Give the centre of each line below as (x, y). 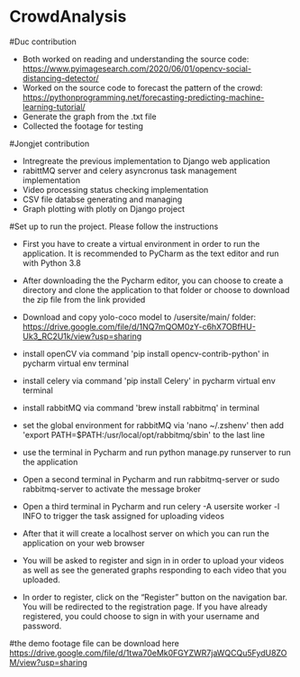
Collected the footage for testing (83, 126)
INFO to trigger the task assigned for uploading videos (123, 516)
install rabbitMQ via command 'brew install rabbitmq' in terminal (141, 407)
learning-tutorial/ (54, 106)
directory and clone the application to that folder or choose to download (156, 289)
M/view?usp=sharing (49, 662)
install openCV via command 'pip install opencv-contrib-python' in (145, 353)
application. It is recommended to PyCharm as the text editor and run (150, 253)
